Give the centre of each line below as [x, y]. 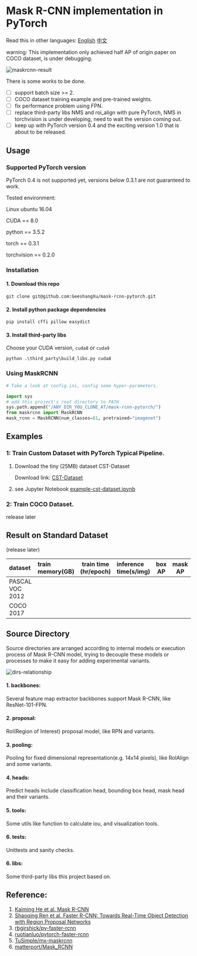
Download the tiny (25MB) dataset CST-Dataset [72, 466]
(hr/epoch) [96, 571]
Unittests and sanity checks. [40, 850]
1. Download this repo [33, 284]
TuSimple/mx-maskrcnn [43, 940]
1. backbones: [23, 685]
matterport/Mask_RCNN [44, 947]
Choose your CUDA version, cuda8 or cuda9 [58, 348]
